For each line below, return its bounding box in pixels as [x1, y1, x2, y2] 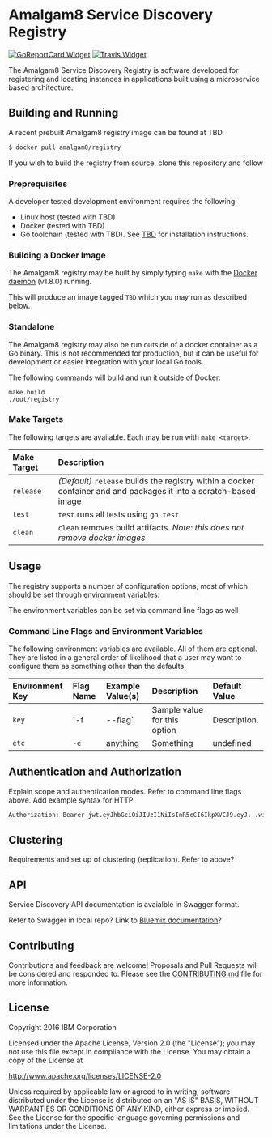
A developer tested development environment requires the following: [8, 196, 237, 206]
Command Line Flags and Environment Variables [8, 625, 204, 637]
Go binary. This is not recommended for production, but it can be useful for [8, 348, 259, 358]
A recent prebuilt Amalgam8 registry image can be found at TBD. [8, 127, 225, 137]
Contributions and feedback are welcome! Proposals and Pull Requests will [8, 960, 258, 970]
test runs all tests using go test [57, 509, 180, 520]
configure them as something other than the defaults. [8, 661, 186, 671]
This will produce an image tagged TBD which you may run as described [8, 292, 248, 302]
